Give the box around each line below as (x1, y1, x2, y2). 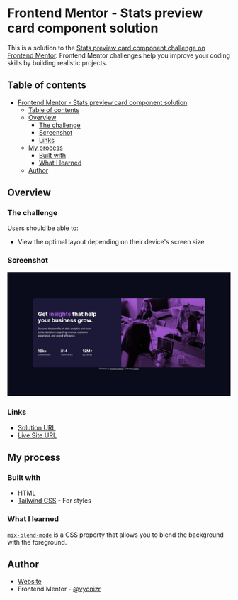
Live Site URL (17, 431, 57, 440)
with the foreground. (7, 538, 67, 546)
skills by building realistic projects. (7, 58, 108, 67)
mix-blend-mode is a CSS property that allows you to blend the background (7, 530, 225, 539)
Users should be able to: (7, 224, 79, 232)
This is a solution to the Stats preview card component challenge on (7, 43, 205, 52)
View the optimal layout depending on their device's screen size (17, 238, 205, 246)
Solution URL (17, 423, 56, 432)
